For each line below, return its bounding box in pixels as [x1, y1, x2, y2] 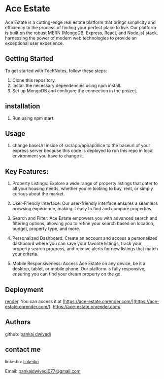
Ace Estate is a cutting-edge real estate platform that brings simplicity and [5, 19, 156, 25]
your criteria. [12, 251, 38, 257]
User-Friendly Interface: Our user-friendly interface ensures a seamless [12, 200, 158, 206]
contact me [5, 345, 41, 354]
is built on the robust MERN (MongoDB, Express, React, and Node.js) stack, [5, 30, 158, 36]
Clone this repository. [12, 77, 56, 83]
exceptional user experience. [5, 40, 64, 46]
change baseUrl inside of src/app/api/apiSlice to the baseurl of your [12, 143, 150, 149]
